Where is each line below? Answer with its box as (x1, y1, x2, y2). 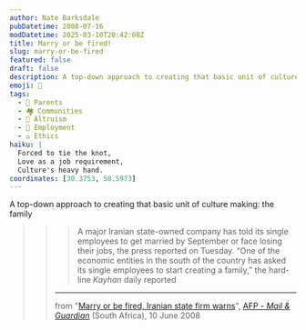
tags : (9, 89, 30, 98)
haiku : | (9, 140, 43, 149)
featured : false (9, 55, 71, 65)
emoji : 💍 (9, 81, 43, 90)
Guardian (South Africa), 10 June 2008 (54, 310, 200, 321)
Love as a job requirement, (17, 156, 125, 166)
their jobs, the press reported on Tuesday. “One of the (76, 245, 280, 256)
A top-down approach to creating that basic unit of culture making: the (9, 199, 275, 210)
